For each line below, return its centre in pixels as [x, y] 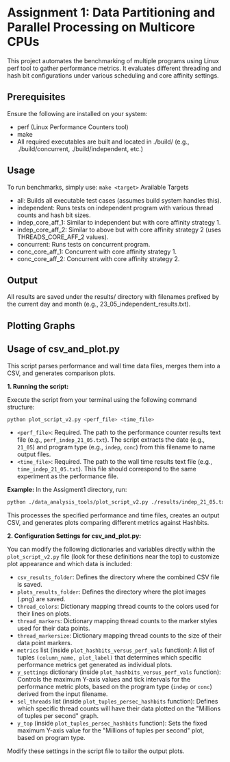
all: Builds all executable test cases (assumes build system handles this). [119, 200]
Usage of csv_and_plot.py [63, 349]
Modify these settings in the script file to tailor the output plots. [96, 751]
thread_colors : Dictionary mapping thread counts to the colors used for [118, 607]
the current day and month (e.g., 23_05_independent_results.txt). [99, 304]
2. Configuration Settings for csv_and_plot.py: [74, 536]
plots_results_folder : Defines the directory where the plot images [112, 592]
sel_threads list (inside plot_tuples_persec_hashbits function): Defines [117, 702]
